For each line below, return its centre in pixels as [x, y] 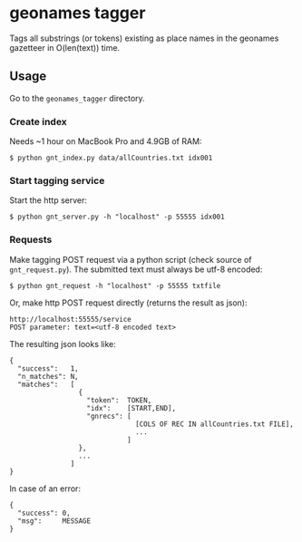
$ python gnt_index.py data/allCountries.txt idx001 [111, 158]
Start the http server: [49, 200]
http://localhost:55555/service [70, 319]
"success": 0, [44, 513]
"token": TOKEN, [119, 400]
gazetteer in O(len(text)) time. [65, 47]
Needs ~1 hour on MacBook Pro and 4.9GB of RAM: [106, 141]
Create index [39, 121]
